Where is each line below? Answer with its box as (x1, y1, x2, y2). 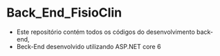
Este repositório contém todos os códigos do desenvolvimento (16, 28, 195, 36)
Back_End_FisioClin (6, 5, 122, 21)
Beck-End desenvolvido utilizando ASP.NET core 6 (16, 42, 161, 50)
